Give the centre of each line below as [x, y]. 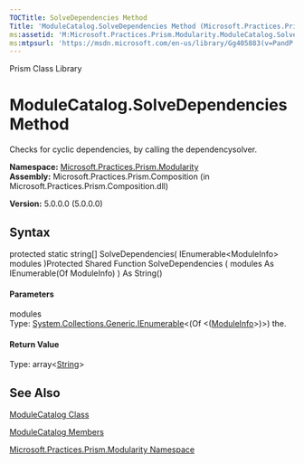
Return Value [34, 344]
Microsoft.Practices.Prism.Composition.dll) [89, 186]
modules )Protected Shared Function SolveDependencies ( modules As [142, 264]
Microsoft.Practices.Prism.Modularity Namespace [102, 450]
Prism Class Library [46, 69]
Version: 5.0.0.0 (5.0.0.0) [56, 204]
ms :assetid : [32, 34]
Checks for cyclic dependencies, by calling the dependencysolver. [133, 149]
